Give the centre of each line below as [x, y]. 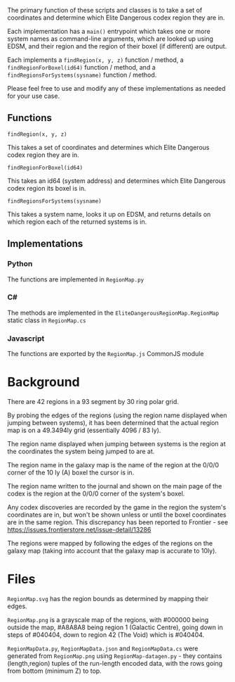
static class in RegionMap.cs [47, 320]
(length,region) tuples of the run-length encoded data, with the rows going [115, 663]
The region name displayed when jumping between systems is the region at [116, 444]
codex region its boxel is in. [47, 188]
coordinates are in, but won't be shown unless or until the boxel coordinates [117, 515]
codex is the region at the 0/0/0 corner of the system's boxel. [96, 494]
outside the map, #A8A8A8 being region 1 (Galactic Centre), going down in [115, 627]
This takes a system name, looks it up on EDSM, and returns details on [109, 214]
